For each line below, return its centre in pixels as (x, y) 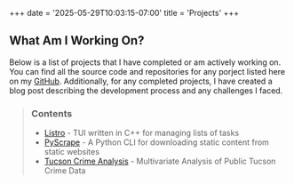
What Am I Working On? (77, 40)
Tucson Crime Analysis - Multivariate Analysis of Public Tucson (160, 161)
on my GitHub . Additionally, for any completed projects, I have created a (141, 81)
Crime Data (65, 171)
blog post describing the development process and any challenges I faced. (146, 90)
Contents (52, 113)
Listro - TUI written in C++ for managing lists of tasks (142, 133)
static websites (72, 152)
